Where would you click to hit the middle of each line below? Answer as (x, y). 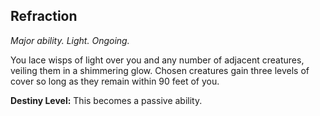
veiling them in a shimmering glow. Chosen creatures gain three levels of (160, 70)
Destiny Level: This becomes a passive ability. (106, 100)
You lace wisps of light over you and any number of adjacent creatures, (157, 60)
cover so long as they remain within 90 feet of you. (115, 81)
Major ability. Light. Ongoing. (70, 40)
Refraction (44, 16)
